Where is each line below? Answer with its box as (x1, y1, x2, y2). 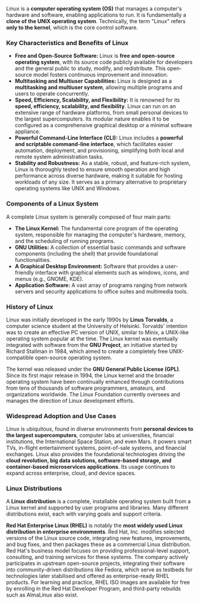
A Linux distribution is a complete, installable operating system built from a (6, 498, 191, 505)
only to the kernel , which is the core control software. (6, 24, 138, 31)
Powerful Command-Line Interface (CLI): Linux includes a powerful (14, 134, 183, 141)
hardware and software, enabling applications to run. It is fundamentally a (6, 11, 187, 18)
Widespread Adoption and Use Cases (6, 412, 117, 420)
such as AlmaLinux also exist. (6, 591, 78, 599)
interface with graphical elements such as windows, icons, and (35, 269, 189, 276)
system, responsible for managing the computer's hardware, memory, (14, 231, 186, 238)
